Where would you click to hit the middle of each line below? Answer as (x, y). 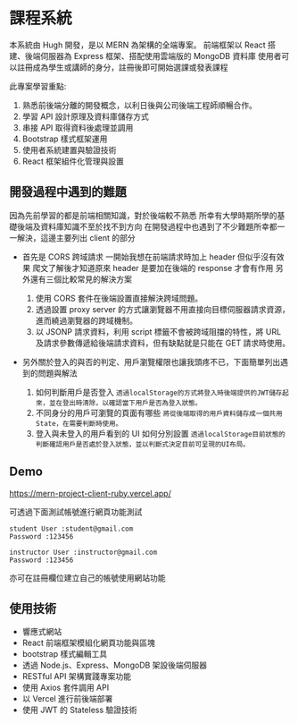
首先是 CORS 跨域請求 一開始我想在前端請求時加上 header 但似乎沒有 (149, 257)
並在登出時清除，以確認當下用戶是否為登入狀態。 (125, 403)
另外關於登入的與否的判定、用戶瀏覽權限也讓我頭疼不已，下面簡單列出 (151, 361)
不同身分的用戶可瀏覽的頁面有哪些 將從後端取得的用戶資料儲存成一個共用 (159, 413)
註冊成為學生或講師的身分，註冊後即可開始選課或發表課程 (122, 67)
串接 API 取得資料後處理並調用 (78, 127)
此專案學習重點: (38, 86)
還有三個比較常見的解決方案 (81, 279)
